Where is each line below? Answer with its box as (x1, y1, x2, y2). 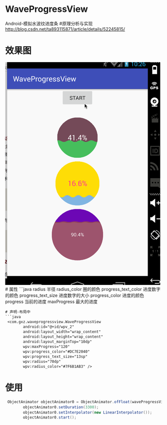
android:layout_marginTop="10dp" (23, 339, 92, 344)
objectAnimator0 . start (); (23, 415, 77, 420)
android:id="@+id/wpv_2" (23, 324, 75, 329)
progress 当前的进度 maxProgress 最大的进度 (5, 298, 98, 304)
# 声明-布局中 (5, 309, 31, 314)
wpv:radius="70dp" (23, 359, 61, 364)
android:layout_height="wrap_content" (23, 334, 103, 339)
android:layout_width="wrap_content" (23, 329, 101, 334)
